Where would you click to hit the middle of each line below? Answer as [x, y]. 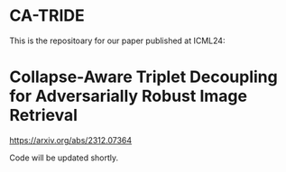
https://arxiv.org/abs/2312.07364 [71, 140]
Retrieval [44, 116]
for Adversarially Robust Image [129, 96]
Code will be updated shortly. [64, 158]
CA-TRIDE [47, 16]
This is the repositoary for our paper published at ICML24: [117, 41]
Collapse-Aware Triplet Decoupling [143, 77]
